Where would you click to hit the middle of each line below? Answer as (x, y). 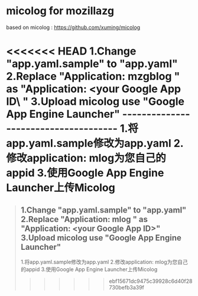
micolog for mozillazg (60, 11)
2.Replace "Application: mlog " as (84, 219)
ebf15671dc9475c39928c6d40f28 (151, 281)
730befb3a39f (127, 287)
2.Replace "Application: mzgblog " (93, 77)
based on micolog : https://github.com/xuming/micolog (73, 27)
